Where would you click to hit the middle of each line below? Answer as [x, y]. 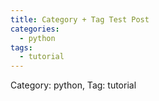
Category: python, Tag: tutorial [73, 85]
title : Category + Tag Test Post [80, 19]
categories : [35, 29]
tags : [21, 47]
